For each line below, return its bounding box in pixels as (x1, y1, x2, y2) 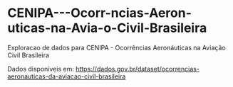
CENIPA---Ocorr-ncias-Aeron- (7, 5, 192, 21)
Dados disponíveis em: (7, 64, 75, 73)
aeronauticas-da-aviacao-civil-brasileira (7, 72, 126, 81)
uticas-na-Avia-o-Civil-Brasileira (7, 20, 207, 36)
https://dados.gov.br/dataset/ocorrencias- (76, 64, 200, 73)
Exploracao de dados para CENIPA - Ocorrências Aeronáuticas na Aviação (7, 43, 226, 52)
